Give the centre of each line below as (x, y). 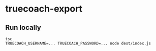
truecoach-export (44, 9)
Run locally (23, 28)
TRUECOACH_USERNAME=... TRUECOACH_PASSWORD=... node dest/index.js (78, 43)
